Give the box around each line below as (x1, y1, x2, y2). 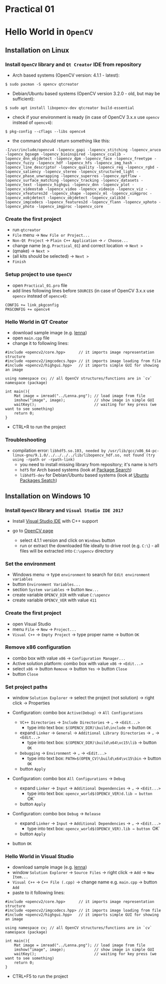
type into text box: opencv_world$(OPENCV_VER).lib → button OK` (27, 826, 161, 832)
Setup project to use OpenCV (5, 271, 72, 278)
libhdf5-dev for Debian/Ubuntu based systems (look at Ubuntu (19, 472, 149, 478)
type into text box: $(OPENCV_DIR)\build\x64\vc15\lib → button (27, 740, 157, 746)
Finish (12, 260, 26, 265)
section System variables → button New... (12, 587, 99, 592)
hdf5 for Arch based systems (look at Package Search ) (19, 467, 132, 473)
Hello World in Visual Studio (5, 853, 74, 860)
